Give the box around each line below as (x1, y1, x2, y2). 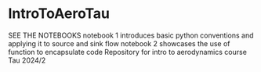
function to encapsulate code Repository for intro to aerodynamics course (8, 47, 247, 56)
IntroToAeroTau (8, 5, 110, 23)
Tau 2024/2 (8, 56, 46, 65)
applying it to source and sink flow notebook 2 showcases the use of (8, 38, 230, 48)
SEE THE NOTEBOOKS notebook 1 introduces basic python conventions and (8, 31, 254, 40)
